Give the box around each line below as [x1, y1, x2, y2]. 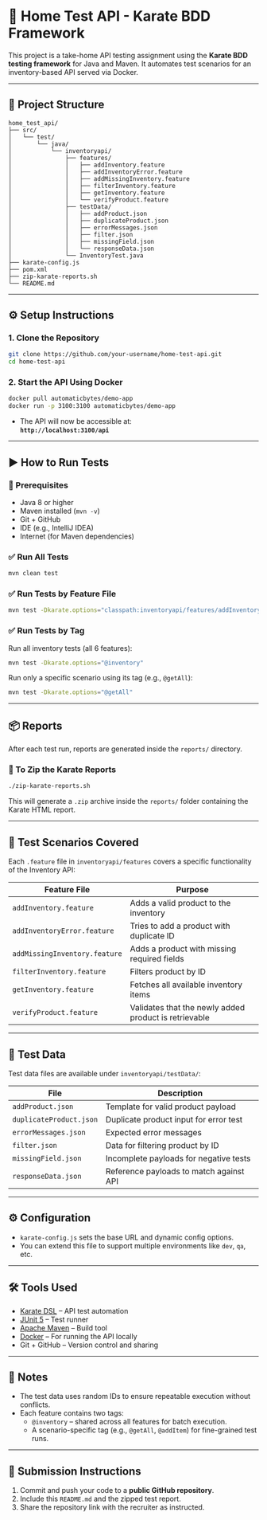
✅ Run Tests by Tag [8, 625, 85, 637]
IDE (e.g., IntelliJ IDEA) [19, 523, 94, 532]
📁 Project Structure [8, 98, 105, 112]
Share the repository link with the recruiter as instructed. [19, 1502, 205, 1512]
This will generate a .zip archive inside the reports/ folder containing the [8, 797, 249, 806]
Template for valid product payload [105, 1101, 237, 1112]
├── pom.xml [8, 265, 48, 273]
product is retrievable [130, 1012, 210, 1023]
